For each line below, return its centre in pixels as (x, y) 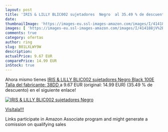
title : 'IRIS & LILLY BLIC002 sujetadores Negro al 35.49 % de (74, 14)
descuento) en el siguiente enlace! (41, 90)
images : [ (15, 28)
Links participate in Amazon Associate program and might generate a (76, 119)
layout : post (19, 10)
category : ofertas (24, 38)
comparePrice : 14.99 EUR (31, 61)
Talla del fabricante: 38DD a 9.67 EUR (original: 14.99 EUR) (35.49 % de (79, 85)
